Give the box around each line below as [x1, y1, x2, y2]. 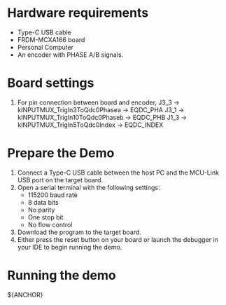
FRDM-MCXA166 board [17, 35, 85, 43]
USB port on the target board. [17, 175, 104, 184]
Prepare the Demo [7, 145, 115, 161]
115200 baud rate [27, 191, 78, 199]
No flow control [27, 220, 73, 229]
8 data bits [27, 198, 59, 206]
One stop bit [27, 212, 64, 222]
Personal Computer [17, 43, 73, 51]
